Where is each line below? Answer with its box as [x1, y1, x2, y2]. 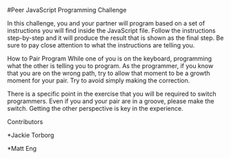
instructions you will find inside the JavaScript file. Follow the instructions [7, 27, 216, 34]
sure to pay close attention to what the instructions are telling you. [7, 41, 195, 49]
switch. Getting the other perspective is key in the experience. [7, 105, 184, 112]
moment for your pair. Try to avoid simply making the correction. [7, 76, 190, 85]
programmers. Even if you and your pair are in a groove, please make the [7, 97, 214, 105]
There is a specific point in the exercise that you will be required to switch [7, 89, 217, 98]
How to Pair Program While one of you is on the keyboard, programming [7, 54, 212, 63]
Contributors [7, 118, 43, 126]
